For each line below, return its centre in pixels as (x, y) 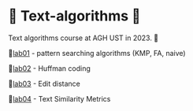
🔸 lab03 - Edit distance (45, 83)
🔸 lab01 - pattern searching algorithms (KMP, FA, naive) (97, 53)
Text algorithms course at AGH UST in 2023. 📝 (84, 38)
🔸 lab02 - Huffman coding (49, 68)
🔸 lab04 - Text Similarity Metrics (59, 98)
